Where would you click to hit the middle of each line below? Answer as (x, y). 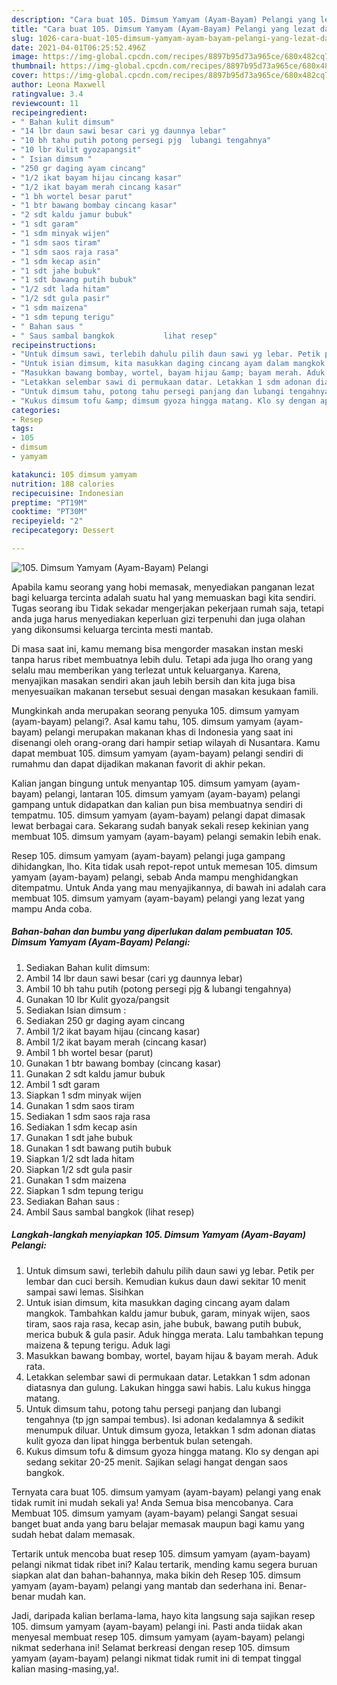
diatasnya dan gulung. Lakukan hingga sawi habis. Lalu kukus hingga (168, 1387)
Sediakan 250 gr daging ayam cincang (105, 1020)
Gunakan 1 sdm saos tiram (80, 1105)
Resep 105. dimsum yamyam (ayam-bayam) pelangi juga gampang (148, 855)
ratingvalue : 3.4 (47, 94)
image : (25, 57)
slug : (22, 38)
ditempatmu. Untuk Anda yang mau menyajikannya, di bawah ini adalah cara (169, 887)
